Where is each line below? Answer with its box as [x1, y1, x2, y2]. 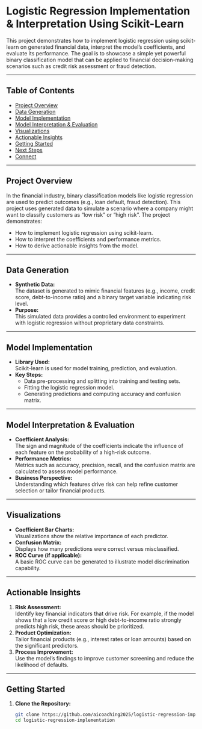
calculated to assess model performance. [14, 468, 118, 475]
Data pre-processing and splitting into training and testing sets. [23, 377, 180, 385]
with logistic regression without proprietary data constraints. [14, 319, 165, 326]
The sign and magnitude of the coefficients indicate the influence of [14, 442, 183, 449]
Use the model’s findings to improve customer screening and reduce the [14, 654, 194, 662]
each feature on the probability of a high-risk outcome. [14, 448, 151, 456]
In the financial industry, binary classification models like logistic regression [6, 191, 194, 199]
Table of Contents [6, 85, 75, 96]
